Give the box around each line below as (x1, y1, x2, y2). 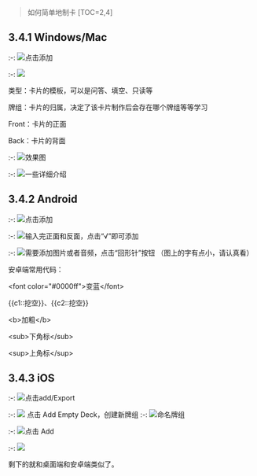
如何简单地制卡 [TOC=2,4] (27, 8, 113, 17)
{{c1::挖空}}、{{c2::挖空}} (8, 298, 89, 308)
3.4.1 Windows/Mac (8, 31, 108, 44)
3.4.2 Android (8, 193, 78, 206)
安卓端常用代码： (8, 264, 64, 274)
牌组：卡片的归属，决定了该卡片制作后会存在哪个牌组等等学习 (8, 102, 208, 112)
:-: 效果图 (8, 153, 46, 162)
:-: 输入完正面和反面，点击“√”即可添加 (8, 231, 139, 241)
